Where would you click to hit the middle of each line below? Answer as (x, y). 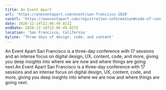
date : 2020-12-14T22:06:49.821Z (38, 23)
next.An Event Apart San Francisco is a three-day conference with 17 (75, 66)
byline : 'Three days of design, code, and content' (59, 37)
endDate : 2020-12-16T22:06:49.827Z (42, 28)
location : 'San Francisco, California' (46, 32)
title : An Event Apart (28, 10)
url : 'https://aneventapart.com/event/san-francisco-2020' (67, 14)
